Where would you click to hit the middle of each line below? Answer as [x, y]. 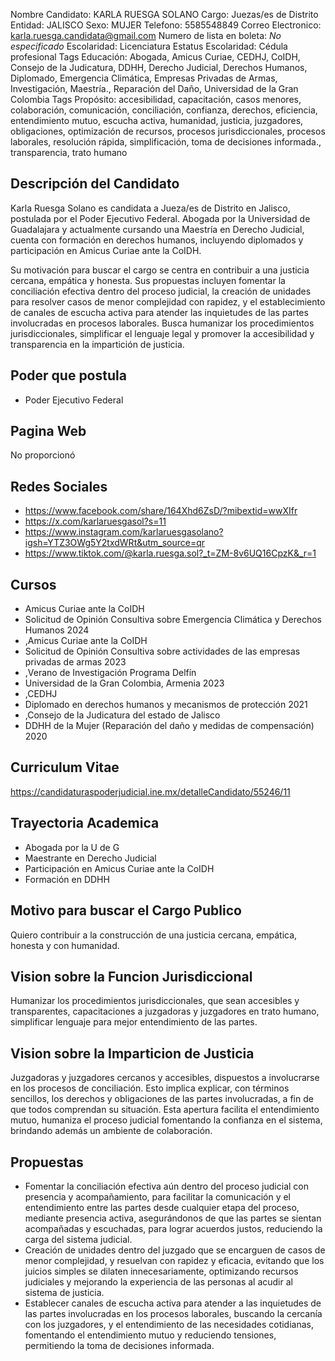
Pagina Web [48, 431]
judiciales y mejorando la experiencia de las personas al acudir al [158, 1281]
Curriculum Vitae [65, 767]
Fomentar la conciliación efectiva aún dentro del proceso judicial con [166, 1186]
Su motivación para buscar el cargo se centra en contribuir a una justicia [160, 270]
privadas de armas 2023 [75, 662]
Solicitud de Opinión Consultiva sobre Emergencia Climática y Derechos [173, 620]
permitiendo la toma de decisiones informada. [119, 1345]
